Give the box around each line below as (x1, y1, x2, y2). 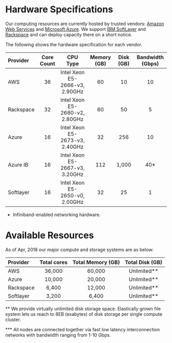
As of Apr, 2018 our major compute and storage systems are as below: (5, 246, 154, 253)
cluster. (5, 316, 21, 322)
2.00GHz (61, 198, 83, 205)
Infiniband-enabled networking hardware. (12, 212, 101, 218)
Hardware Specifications (5, 4, 114, 15)
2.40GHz (61, 143, 83, 150)
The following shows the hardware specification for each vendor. (5, 41, 142, 47)
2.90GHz (61, 88, 83, 95)
